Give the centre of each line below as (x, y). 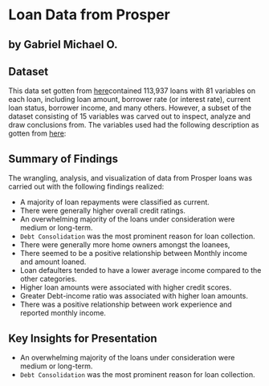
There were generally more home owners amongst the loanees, (125, 245)
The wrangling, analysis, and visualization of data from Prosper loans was (130, 178)
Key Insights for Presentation (83, 338)
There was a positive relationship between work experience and (126, 305)
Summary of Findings (63, 158)
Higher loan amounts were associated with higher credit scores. (126, 287)
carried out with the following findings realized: (86, 187)
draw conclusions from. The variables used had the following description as (134, 125)
